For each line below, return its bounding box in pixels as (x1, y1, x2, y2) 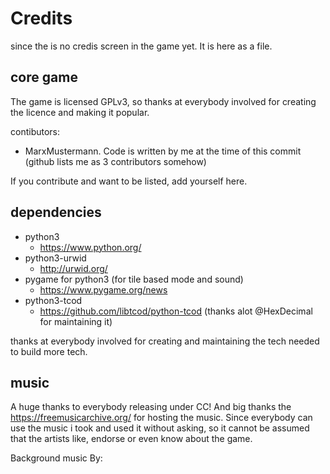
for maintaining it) (39, 315, 113, 327)
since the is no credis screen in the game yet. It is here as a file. (10, 40, 273, 52)
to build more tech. (10, 345, 88, 357)
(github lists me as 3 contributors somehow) (24, 155, 207, 167)
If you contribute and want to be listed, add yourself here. (10, 175, 248, 187)
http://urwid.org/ (39, 262, 108, 274)
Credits (10, 7, 73, 30)
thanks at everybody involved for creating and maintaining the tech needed (10, 335, 320, 347)
